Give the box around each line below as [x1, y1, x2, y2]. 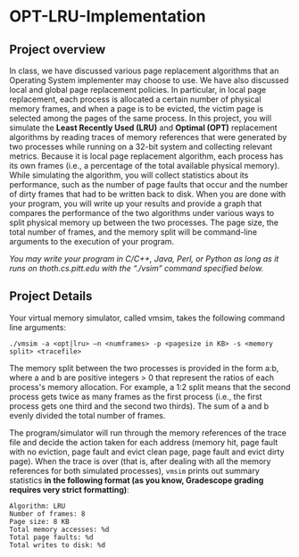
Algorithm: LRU [9, 502, 66, 511]
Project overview [9, 42, 106, 57]
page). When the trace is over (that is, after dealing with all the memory [9, 455, 271, 466]
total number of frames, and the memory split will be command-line [9, 227, 257, 237]
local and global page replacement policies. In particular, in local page [9, 85, 267, 95]
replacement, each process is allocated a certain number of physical [9, 94, 262, 104]
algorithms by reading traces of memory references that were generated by [9, 132, 287, 142]
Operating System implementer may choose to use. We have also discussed [9, 75, 289, 86]
